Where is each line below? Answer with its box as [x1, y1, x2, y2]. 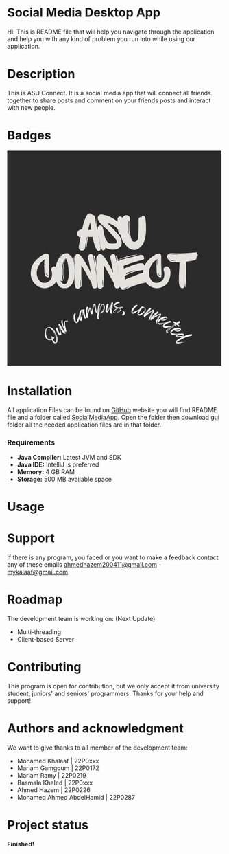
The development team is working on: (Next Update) [7, 615, 156, 623]
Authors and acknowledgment [7, 721, 184, 737]
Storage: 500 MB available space [16, 475, 112, 484]
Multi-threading [16, 628, 62, 636]
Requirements [7, 438, 56, 447]
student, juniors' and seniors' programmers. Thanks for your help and [7, 689, 204, 698]
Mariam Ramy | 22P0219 [16, 771, 87, 779]
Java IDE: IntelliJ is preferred [16, 460, 99, 469]
